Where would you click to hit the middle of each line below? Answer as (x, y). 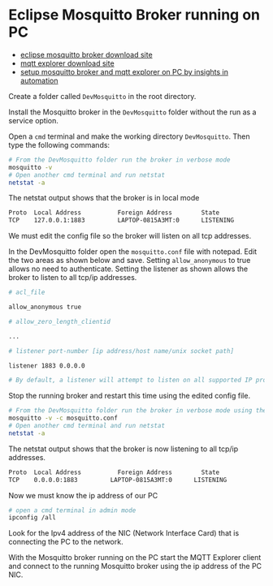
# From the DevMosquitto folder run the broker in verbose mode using (130, 411)
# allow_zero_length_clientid (60, 321)
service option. (34, 120)
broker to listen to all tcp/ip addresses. (73, 278)
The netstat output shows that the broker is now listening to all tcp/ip (123, 449)
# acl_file (27, 293)
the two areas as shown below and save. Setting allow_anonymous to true (130, 261)
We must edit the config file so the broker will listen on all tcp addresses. (130, 236)
